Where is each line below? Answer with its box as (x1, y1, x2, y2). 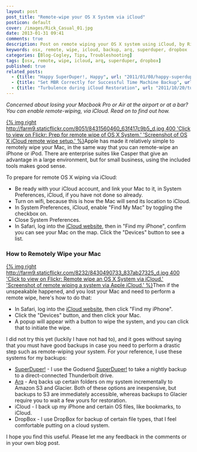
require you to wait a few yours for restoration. (14, 397, 127, 404)
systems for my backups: (6, 355, 67, 362)
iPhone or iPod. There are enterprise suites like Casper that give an (6, 150, 168, 157)
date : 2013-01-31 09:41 (6, 31, 64, 36)
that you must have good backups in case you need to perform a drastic (6, 342, 181, 349)
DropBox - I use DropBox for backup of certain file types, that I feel (14, 416, 177, 423)
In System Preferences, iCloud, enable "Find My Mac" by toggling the (14, 204, 183, 211)
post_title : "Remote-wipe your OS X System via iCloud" (6, 14, 145, 20)
